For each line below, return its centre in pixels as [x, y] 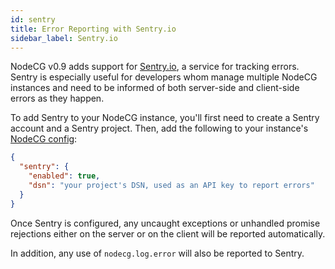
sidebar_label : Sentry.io [64, 38]
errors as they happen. [57, 98]
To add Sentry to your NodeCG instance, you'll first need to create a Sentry [165, 118]
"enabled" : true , [64, 176]
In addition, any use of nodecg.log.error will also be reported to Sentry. [157, 253]
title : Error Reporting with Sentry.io [93, 29]
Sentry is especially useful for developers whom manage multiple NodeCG [164, 77]
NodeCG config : [44, 139]
